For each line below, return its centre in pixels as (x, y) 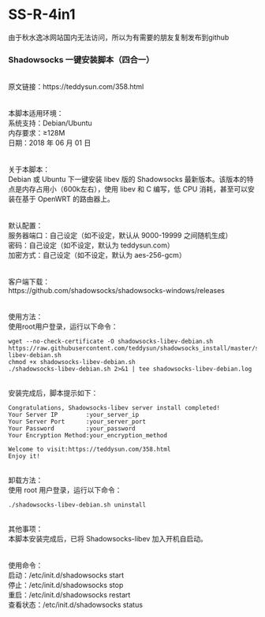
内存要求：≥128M (37, 133)
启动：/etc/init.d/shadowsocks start (66, 575)
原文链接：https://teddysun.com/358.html (76, 87)
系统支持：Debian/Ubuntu (50, 123)
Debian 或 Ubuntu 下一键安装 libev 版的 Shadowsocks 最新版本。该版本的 (127, 180)
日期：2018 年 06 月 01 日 (50, 143)
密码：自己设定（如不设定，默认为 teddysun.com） (91, 245)
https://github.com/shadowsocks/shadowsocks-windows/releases (116, 291)
